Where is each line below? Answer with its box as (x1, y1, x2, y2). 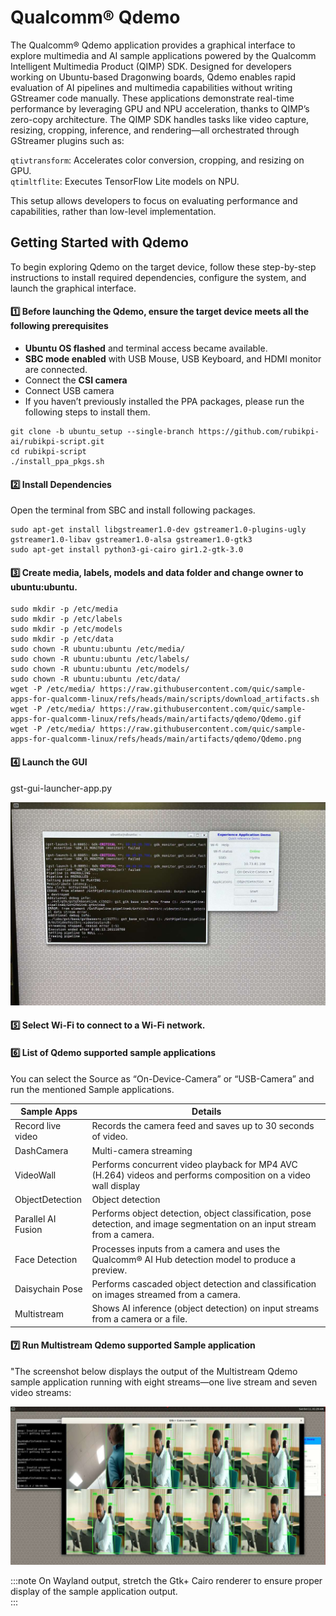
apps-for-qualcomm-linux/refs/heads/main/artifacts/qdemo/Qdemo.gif (10, 714, 302, 725)
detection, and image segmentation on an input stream (91, 1218, 317, 1230)
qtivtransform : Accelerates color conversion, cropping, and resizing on (10, 154, 305, 166)
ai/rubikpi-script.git (10, 436, 105, 446)
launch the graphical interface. (10, 282, 137, 294)
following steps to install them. (24, 406, 151, 418)
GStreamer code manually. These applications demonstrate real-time (10, 92, 295, 104)
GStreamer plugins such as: (10, 134, 125, 146)
